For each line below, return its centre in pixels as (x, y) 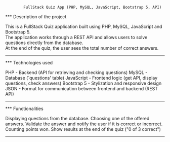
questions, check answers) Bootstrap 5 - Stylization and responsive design (83, 83)
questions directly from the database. (44, 43)
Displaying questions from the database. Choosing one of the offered (77, 118)
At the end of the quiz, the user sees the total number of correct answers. (82, 48)
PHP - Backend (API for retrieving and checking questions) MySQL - (76, 73)
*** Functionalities (25, 109)
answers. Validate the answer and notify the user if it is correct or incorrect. (84, 124)
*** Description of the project (36, 17)
